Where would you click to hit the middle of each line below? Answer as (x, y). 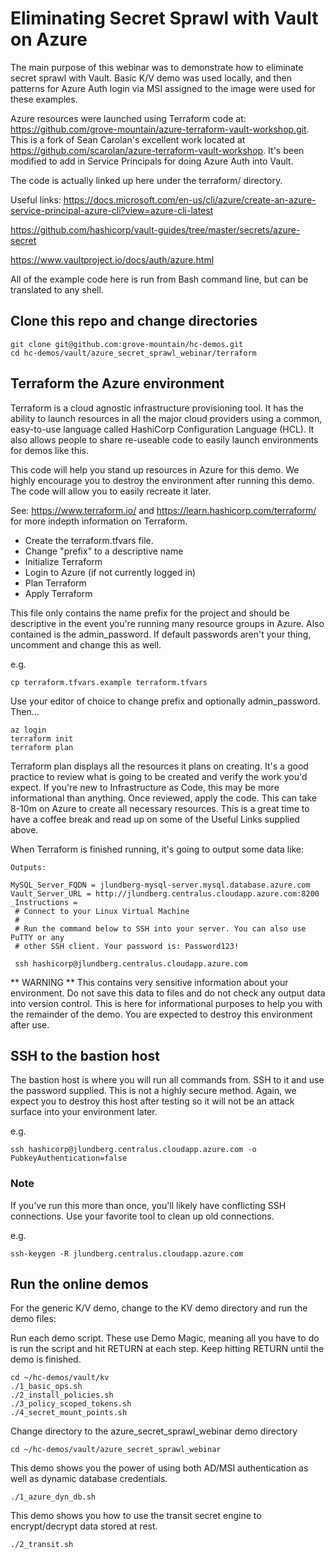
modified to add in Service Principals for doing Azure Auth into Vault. (152, 161)
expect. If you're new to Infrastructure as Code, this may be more (145, 787)
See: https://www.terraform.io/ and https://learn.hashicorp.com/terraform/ (163, 510)
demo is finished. (46, 1359)
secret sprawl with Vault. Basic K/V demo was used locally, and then (151, 78)
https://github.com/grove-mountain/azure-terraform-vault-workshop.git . (160, 129)
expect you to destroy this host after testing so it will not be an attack (152, 1101)
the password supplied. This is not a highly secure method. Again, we (153, 1091)
